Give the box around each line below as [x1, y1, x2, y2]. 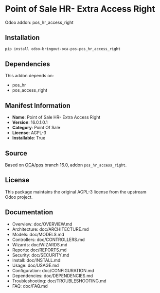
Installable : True [12, 135, 46, 141]
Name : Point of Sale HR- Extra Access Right [12, 114, 101, 120]
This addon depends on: [5, 73, 54, 79]
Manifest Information [5, 101, 71, 110]
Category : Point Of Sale [12, 125, 61, 131]
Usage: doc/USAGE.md [12, 262, 59, 268]
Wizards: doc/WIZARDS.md [12, 241, 68, 247]
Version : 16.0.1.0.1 [12, 120, 48, 125]
